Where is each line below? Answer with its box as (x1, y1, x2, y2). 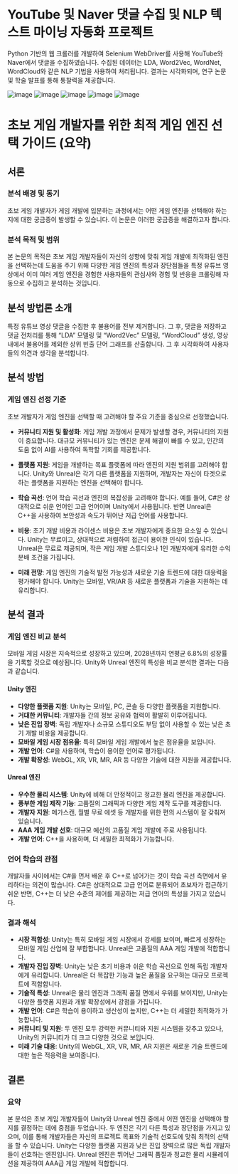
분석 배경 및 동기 (7, 189, 60, 199)
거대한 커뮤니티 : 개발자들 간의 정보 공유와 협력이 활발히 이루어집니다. (17, 711, 207, 719)
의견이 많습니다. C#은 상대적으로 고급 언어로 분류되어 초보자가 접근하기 (31, 881, 229, 889)
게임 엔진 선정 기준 (7, 394, 67, 404)
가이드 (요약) (21, 135, 92, 152)
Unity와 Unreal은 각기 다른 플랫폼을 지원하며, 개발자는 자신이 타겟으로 (33, 469, 227, 478)
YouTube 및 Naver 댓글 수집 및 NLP (7, 6, 208, 23)
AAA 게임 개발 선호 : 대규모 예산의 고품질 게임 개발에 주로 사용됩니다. (17, 825, 207, 834)
